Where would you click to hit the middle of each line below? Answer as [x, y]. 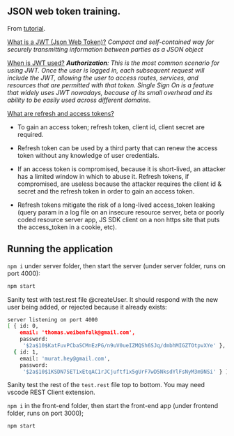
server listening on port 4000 [53, 320]
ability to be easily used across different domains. [79, 100]
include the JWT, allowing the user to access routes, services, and [103, 78]
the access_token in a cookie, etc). [67, 227]
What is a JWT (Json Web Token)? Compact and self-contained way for [111, 42]
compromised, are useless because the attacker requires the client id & [119, 184]
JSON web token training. [64, 12]
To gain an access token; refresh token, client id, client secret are [111, 127]
